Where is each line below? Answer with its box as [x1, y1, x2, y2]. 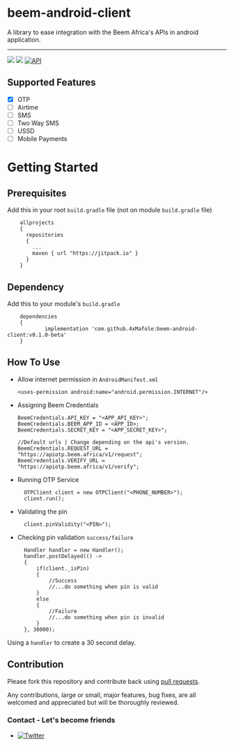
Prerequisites [7, 187, 67, 199]
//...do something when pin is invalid [48, 613, 165, 621]
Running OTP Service [17, 475, 79, 483]
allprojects [19, 219, 54, 226]
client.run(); [24, 495, 65, 502]
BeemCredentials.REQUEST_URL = [17, 445, 109, 452]
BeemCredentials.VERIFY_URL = [17, 457, 106, 464]
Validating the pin [17, 507, 68, 515]
